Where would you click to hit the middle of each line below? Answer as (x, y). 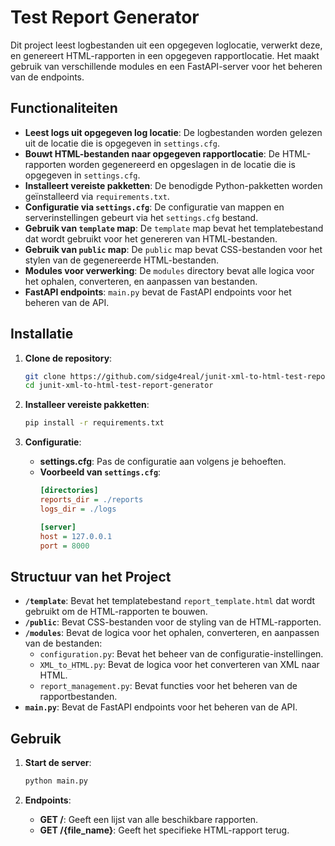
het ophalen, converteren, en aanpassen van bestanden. (141, 281)
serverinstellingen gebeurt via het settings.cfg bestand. (141, 217)
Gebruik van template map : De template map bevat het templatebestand (174, 228)
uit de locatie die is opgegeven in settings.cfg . (122, 143)
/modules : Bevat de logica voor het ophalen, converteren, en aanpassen (172, 633)
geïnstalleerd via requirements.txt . (97, 196)
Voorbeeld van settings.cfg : (100, 472)
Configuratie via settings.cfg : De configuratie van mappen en (154, 207)
